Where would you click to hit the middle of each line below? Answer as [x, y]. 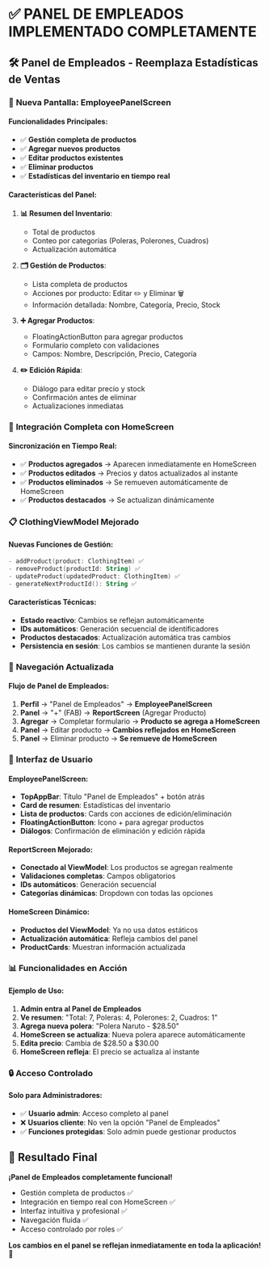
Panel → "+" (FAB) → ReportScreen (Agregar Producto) [113, 712]
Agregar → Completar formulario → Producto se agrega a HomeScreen [140, 721]
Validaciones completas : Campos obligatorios [98, 876]
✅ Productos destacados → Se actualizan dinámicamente [117, 500]
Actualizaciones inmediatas [78, 406]
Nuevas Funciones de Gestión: [61, 544]
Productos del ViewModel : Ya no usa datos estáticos [109, 930]
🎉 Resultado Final [53, 1157]
